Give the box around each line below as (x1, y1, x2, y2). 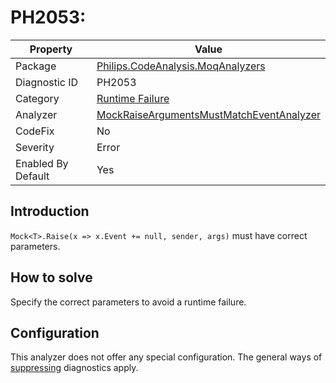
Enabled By (15, 156, 69, 170)
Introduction (10, 203, 90, 220)
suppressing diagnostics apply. (10, 362, 139, 374)
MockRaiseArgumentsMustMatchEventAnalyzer (96, 107, 321, 121)
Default (15, 169, 50, 183)
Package (15, 59, 57, 73)
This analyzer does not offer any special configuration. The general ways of (10, 351, 323, 363)
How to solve (10, 269, 93, 286)
